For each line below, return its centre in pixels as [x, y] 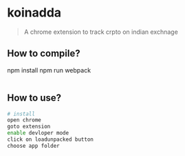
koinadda [34, 13]
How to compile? [44, 53]
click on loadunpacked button [51, 139]
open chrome [24, 120]
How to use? [34, 98]
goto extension [29, 127]
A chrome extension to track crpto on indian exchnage [101, 32]
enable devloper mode [38, 133]
